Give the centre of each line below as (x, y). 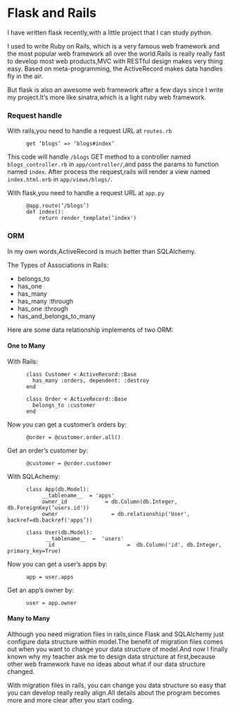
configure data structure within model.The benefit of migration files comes (115, 641)
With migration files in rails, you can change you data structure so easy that (117, 685)
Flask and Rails (52, 13)
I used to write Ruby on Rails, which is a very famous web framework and (114, 46)
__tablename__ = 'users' (84, 538)
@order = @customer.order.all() (73, 437)
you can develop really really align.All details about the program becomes (114, 693)
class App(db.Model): (58, 489)
